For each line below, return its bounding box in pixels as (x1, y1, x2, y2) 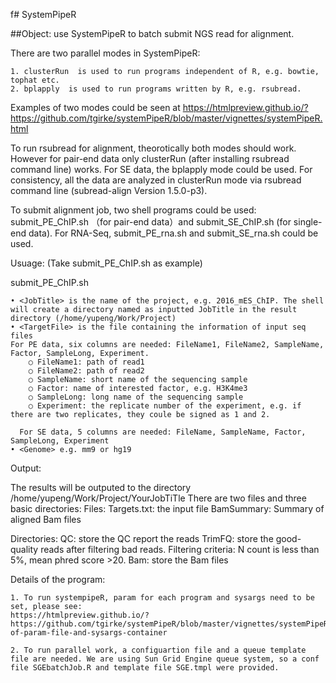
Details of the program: (10, 574, 106, 585)
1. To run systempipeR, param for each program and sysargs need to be (10, 593, 315, 603)
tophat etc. (10, 75, 60, 85)
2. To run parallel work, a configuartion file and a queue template (10, 645, 307, 655)
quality (10, 544, 39, 555)
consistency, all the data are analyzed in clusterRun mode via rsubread (10, 174, 302, 186)
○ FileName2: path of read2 (28, 366, 145, 376)
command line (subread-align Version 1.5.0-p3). (10, 185, 208, 196)
